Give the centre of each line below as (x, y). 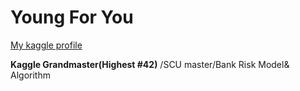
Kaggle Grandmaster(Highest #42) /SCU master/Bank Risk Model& (150, 64)
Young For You (72, 17)
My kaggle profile (46, 45)
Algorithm (30, 75)
